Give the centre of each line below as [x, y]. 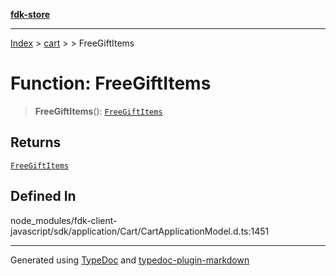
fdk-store [30, 14]
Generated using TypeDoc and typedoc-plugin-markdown [130, 260]
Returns [36, 142]
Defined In [43, 196]
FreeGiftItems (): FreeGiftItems [98, 111]
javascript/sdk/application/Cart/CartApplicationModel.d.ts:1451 [140, 231]
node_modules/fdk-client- [64, 220]
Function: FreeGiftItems [111, 83]
